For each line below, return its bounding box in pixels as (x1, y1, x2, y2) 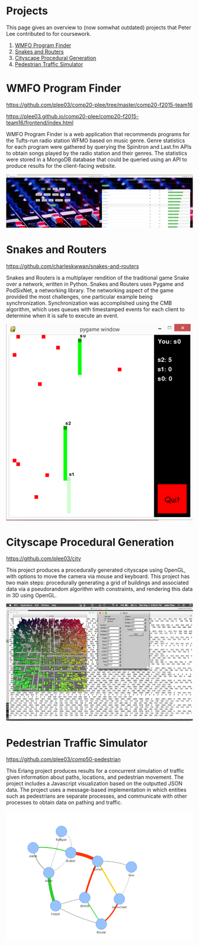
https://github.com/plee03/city (6, 555, 81, 562)
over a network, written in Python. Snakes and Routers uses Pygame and (6, 281, 184, 288)
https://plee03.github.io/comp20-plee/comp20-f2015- (6, 112, 139, 120)
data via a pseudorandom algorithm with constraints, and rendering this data (6, 585, 193, 593)
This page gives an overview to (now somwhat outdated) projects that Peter (6, 24, 191, 31)
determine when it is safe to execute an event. (6, 312, 119, 319)
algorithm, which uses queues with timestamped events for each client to (6, 306, 185, 313)
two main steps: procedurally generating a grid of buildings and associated (6, 579, 189, 587)
